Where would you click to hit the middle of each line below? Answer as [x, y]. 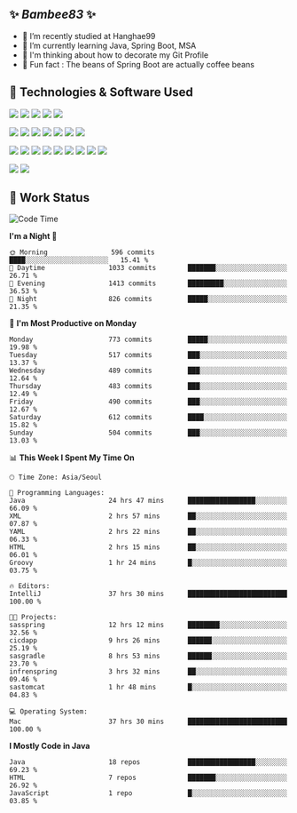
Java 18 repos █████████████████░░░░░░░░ [148, 762]
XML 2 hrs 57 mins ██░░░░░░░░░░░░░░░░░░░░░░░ [148, 516]
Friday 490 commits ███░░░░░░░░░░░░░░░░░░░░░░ [148, 402]
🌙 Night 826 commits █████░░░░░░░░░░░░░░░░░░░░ [148, 299]
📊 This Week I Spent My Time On [72, 458]
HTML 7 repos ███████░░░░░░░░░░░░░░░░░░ [148, 778]
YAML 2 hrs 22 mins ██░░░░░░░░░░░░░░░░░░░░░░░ [148, 532]
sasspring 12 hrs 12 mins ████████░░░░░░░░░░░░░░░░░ [148, 626]
